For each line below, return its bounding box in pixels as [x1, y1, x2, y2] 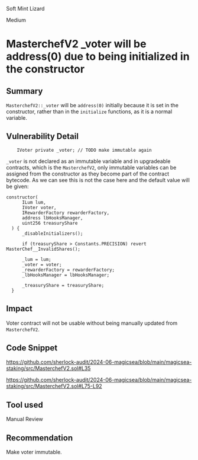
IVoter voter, [21, 205, 57, 210]
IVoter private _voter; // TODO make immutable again [17, 147, 152, 153]
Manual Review [6, 416, 43, 423]
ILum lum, [21, 199, 46, 205]
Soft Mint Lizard [6, 5, 45, 12]
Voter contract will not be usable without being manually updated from [6, 320, 178, 327]
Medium [6, 17, 27, 23]
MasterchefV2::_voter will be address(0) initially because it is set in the [6, 102, 179, 108]
